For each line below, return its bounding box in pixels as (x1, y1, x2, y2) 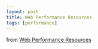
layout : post (6, 8, 39, 15)
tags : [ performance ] (6, 20, 58, 26)
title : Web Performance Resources (6, 14, 93, 20)
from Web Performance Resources (6, 36, 91, 44)
